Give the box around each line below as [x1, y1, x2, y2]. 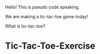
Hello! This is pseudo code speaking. [5, 4, 80, 10]
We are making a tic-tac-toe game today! [5, 14, 88, 19]
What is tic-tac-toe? [5, 23, 46, 29]
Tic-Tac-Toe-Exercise [5, 40, 96, 52]
